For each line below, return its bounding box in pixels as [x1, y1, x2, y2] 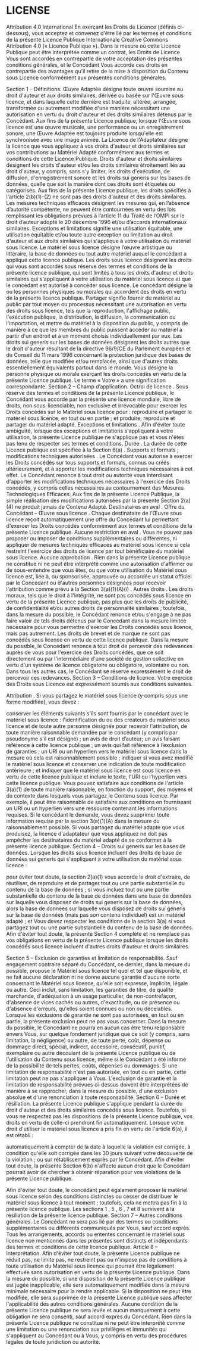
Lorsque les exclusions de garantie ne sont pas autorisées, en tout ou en [6, 1011, 184, 1019]
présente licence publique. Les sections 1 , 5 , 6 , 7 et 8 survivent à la [6, 1205, 175, 1212]
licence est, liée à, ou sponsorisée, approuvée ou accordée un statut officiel [6, 572, 192, 580]
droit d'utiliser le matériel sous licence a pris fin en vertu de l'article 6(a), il [6, 1125, 188, 1132]
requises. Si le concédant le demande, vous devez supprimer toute [6, 811, 170, 818]
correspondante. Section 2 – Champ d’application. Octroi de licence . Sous [6, 382, 189, 390]
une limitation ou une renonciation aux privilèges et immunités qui [6, 1325, 168, 1333]
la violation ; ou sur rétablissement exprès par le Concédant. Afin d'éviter [6, 1156, 185, 1163]
